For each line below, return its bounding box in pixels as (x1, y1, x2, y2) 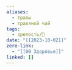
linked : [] (6, 54, 34, 60)
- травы (12, 15, 32, 21)
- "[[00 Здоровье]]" (12, 49, 64, 55)
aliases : (6, 9, 29, 15)
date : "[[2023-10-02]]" (6, 37, 67, 43)
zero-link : (6, 43, 34, 49)
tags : (6, 26, 20, 32)
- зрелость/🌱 (12, 32, 45, 38)
